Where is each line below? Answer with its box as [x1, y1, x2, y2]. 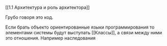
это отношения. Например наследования [5, 35, 96, 41]
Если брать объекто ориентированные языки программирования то [5, 24, 155, 30]
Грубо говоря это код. [5, 14, 54, 20]
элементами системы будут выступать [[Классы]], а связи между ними [5, 30, 162, 35]
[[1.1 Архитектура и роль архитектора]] [5, 5, 90, 10]
